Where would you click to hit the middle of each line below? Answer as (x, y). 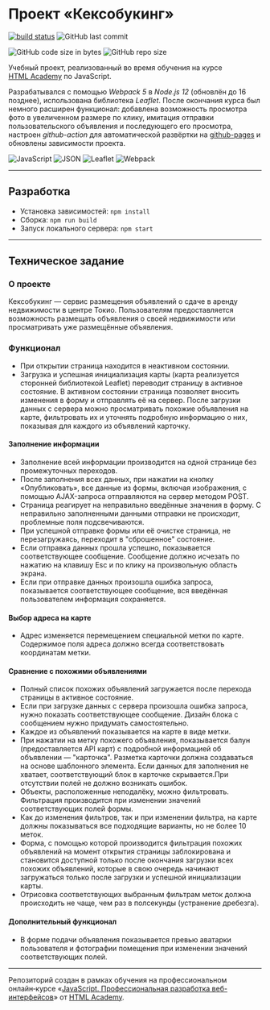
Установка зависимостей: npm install (85, 211)
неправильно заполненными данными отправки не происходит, (130, 513)
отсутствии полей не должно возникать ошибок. (104, 783)
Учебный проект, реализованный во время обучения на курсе (115, 67)
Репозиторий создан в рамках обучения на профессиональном (118, 979)
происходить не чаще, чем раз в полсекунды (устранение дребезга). (139, 903)
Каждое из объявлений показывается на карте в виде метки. (125, 732)
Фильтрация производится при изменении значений (110, 800)
